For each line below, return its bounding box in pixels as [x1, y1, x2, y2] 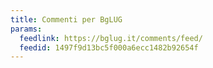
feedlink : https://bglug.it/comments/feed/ [19, 33, 203, 43]
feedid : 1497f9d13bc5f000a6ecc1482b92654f [19, 42, 199, 53]
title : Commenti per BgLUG [10, 14, 123, 25]
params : [10, 24, 43, 34]
